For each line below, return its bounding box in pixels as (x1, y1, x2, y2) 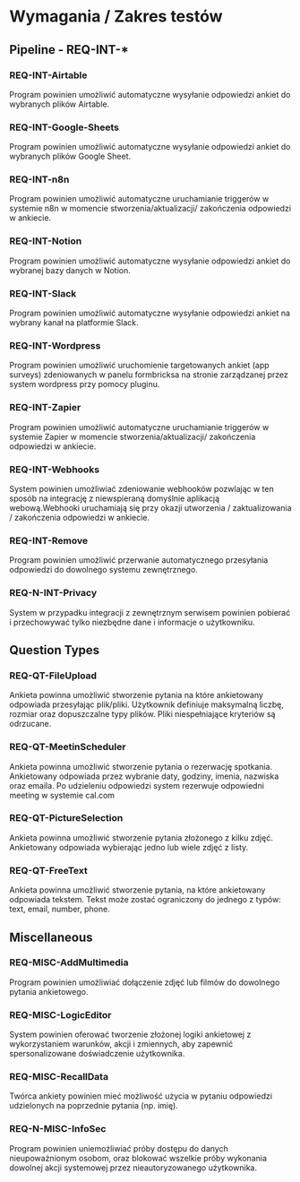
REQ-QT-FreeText (9, 864, 88, 876)
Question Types (9, 643, 100, 658)
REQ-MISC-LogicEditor (9, 1008, 112, 1021)
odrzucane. (9, 719, 52, 729)
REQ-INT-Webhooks (9, 463, 100, 476)
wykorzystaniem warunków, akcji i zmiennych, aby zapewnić (9, 1039, 234, 1049)
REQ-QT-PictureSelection (9, 812, 124, 824)
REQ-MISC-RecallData (9, 1071, 109, 1083)
